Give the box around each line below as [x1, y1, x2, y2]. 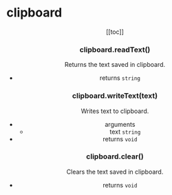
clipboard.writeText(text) [72, 91, 158, 101]
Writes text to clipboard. [80, 107, 149, 115]
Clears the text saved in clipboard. [66, 167, 164, 176]
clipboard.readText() [79, 45, 151, 54]
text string [109, 127, 141, 136]
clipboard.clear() [86, 152, 144, 161]
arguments [105, 120, 136, 128]
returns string [99, 74, 140, 82]
